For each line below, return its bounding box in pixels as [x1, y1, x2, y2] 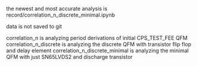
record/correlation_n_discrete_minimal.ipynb [6, 11, 115, 18]
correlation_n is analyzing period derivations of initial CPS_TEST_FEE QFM [6, 34, 188, 41]
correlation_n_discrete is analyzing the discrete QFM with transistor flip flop [6, 41, 192, 48]
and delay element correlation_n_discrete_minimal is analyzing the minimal [6, 47, 189, 54]
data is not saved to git [6, 23, 62, 30]
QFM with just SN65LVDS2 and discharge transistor [6, 54, 133, 60]
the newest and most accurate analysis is [6, 5, 108, 12]
